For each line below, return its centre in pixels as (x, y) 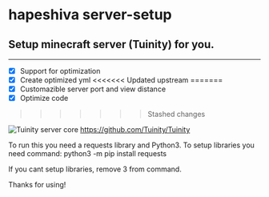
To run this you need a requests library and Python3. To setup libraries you (131, 145)
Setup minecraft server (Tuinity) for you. (111, 44)
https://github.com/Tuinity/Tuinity (135, 130)
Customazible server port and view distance (93, 89)
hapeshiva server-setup (90, 15)
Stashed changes (177, 115)
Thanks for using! (37, 185)
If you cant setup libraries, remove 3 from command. (95, 169)
